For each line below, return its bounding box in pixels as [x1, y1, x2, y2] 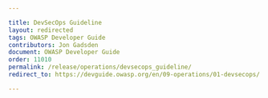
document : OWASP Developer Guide [8, 49, 120, 57]
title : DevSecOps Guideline [8, 18, 103, 26]
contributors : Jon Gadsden [8, 41, 99, 49]
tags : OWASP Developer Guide [8, 33, 106, 41]
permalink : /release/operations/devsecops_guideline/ [8, 63, 193, 72]
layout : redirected [8, 25, 74, 34]
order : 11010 [8, 56, 52, 64]
